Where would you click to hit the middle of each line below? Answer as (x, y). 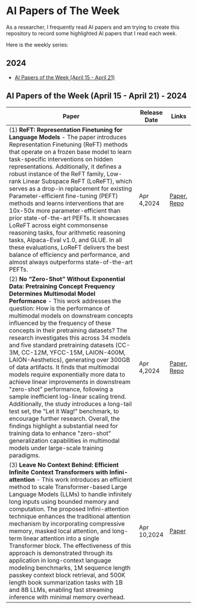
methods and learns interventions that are (67, 203)
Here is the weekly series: (37, 45)
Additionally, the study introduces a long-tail (70, 404)
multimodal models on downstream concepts (71, 316)
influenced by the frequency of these (60, 323)
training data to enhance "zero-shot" (60, 433)
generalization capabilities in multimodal (64, 440)
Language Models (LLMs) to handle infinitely (70, 494)
